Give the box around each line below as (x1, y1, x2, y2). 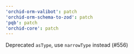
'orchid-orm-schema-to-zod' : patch (5, 14, 93, 20)
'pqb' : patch (5, 20, 38, 26)
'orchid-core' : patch (5, 25, 59, 31)
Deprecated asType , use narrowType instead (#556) (5, 42, 128, 49)
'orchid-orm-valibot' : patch (5, 8, 77, 15)
